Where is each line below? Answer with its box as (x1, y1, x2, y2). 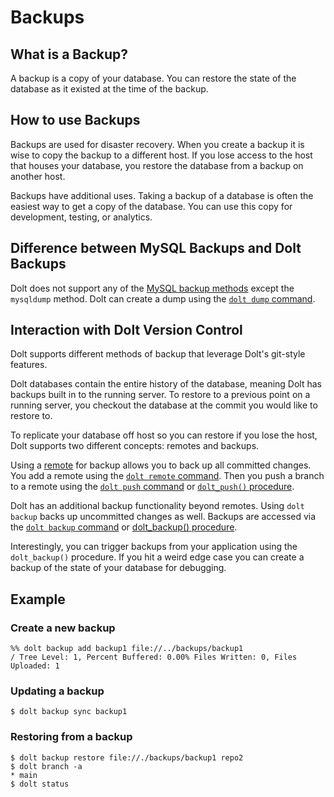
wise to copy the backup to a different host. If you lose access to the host (10, 149, 313, 161)
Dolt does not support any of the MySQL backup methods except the (10, 282, 295, 294)
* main (10, 770, 38, 780)
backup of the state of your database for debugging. (10, 562, 227, 574)
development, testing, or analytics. (10, 211, 153, 223)
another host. (10, 170, 66, 182)
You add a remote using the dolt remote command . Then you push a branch (10, 470, 325, 482)
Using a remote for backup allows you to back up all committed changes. (10, 459, 312, 471)
